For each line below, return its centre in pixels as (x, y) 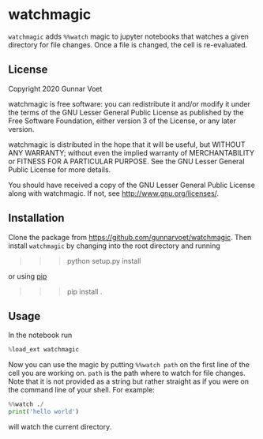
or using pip (28, 276)
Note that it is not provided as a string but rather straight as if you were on (128, 381)
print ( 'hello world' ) (44, 412)
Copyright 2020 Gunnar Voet (55, 88)
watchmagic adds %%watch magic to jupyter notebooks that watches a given (128, 36)
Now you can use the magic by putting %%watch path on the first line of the (129, 365)
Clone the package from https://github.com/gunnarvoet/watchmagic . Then (130, 237)
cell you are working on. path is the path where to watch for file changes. (127, 373)
